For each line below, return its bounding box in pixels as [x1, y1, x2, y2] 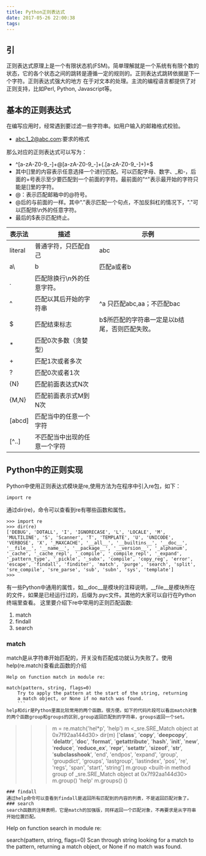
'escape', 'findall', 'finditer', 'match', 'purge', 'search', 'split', [6, 561, 196, 568]
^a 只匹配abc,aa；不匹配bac [99, 299, 181, 307]
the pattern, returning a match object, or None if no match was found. [6, 843, 182, 850]
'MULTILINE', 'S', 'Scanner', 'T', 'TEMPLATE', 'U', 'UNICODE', [6, 534, 174, 541]
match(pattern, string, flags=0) [6, 685, 92, 691]
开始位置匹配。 [6, 814, 39, 820]
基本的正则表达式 [6, 105, 71, 115]
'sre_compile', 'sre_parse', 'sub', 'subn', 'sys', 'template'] [6, 566, 174, 573]
